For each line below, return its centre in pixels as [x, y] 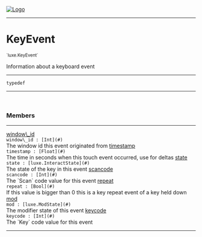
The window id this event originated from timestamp [71, 146]
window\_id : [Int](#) [35, 140]
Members [20, 115]
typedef [16, 83]
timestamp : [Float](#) [36, 152]
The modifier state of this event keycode [56, 211]
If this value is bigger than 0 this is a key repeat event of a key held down [97, 192]
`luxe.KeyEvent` [22, 55]
